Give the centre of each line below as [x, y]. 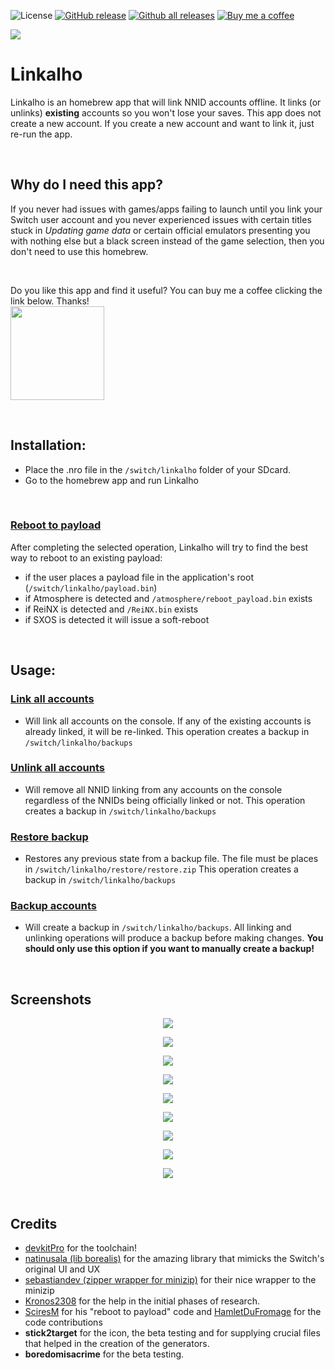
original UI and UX [62, 1269]
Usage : [33, 670]
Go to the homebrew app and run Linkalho [111, 480]
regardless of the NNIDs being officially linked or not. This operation [165, 800]
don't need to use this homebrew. [79, 251]
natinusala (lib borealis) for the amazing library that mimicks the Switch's [174, 1259]
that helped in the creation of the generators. [117, 1344]
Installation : [48, 445]
